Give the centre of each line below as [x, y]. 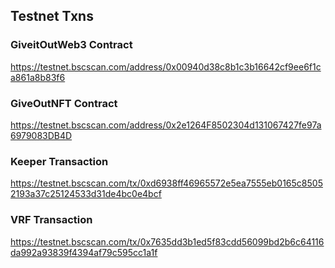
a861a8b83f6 [38, 77]
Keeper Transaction [59, 161]
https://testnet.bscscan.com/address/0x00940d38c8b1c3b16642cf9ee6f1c [166, 66]
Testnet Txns [52, 16]
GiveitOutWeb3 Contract [71, 45]
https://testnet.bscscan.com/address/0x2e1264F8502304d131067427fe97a [166, 125]
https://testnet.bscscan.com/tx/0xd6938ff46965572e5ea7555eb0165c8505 [166, 183]
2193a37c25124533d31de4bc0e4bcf [86, 194]
